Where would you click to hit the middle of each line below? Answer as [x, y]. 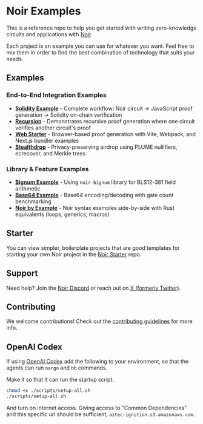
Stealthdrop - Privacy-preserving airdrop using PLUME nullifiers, [96, 147]
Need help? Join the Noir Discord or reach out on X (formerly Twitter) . [94, 288]
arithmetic [28, 188]
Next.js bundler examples [47, 140]
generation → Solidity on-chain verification [68, 115]
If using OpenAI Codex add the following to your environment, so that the [98, 362]
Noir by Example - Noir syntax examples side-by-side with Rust [95, 207]
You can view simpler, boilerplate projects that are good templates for [93, 248]
